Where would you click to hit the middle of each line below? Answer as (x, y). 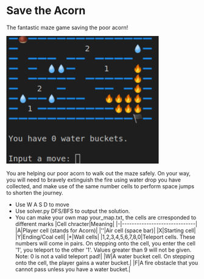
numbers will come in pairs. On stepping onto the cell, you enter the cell (105, 243)
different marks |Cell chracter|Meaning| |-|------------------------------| (106, 224)
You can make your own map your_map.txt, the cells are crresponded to (106, 217)
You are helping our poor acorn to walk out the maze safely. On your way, (98, 173)
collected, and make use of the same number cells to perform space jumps (100, 186)
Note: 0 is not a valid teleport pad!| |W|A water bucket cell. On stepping (105, 256)
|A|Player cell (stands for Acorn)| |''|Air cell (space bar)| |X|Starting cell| (105, 230)
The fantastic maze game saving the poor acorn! (67, 27)
